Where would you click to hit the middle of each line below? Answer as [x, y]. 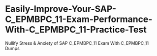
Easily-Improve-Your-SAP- [61, 9]
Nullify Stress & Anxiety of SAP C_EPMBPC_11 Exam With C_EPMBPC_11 [77, 43]
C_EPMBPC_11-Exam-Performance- [79, 19]
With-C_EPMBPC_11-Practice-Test [76, 30]
